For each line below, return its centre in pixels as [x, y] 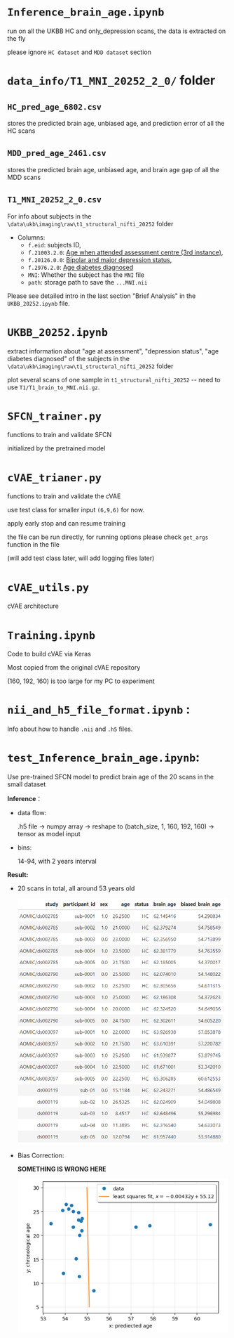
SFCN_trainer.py [54, 416]
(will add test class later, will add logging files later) [81, 558]
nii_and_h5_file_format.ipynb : [99, 709]
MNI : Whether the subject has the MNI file [86, 275]
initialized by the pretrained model [56, 448]
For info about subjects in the [49, 216]
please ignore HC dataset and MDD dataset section [80, 52]
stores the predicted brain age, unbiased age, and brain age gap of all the [113, 169]
